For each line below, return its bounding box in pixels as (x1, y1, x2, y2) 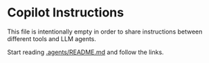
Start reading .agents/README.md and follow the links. (7, 48, 164, 56)
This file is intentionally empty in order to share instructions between (7, 27, 203, 36)
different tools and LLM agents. (7, 34, 97, 42)
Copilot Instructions (7, 5, 125, 21)
